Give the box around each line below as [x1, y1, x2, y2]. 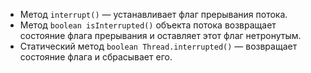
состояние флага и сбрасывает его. [19, 51, 173, 63]
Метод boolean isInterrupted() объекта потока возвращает [19, 19, 277, 31]
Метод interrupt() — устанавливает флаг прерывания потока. [19, 9, 288, 20]
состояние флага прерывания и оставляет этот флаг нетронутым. [19, 30, 302, 41]
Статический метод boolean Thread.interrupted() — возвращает [19, 40, 298, 52]
